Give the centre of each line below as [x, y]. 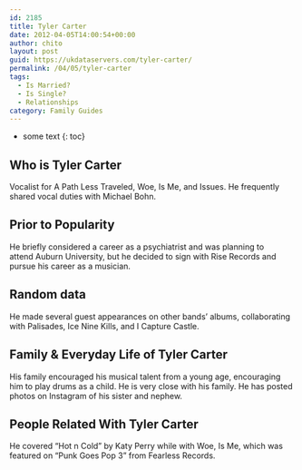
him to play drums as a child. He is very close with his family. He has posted [151, 386]
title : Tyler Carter [49, 26]
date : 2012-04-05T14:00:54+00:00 [73, 34]
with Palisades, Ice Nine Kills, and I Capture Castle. [104, 326]
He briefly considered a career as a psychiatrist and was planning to [137, 247]
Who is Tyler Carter [66, 165]
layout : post [34, 52]
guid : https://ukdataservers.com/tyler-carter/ [101, 60]
